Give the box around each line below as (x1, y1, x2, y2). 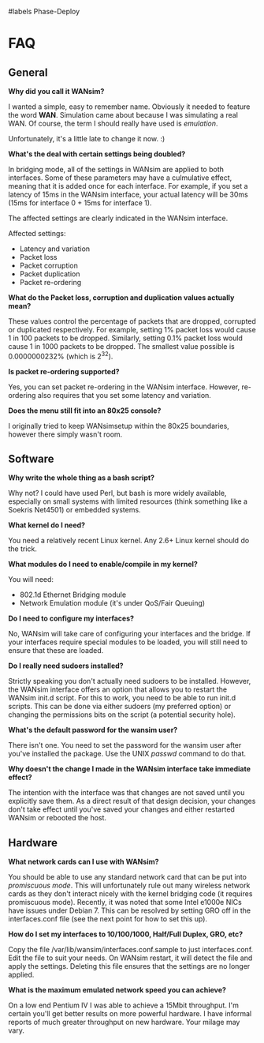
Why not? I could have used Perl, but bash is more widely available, (8, 489, 227, 498)
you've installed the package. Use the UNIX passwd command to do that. (8, 749, 247, 759)
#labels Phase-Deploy (8, 7, 80, 16)
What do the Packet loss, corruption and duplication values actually (8, 293, 235, 302)
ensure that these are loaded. (8, 646, 104, 655)
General (8, 66, 49, 79)
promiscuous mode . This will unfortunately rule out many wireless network (8, 880, 251, 891)
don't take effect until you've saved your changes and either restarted (8, 805, 235, 814)
